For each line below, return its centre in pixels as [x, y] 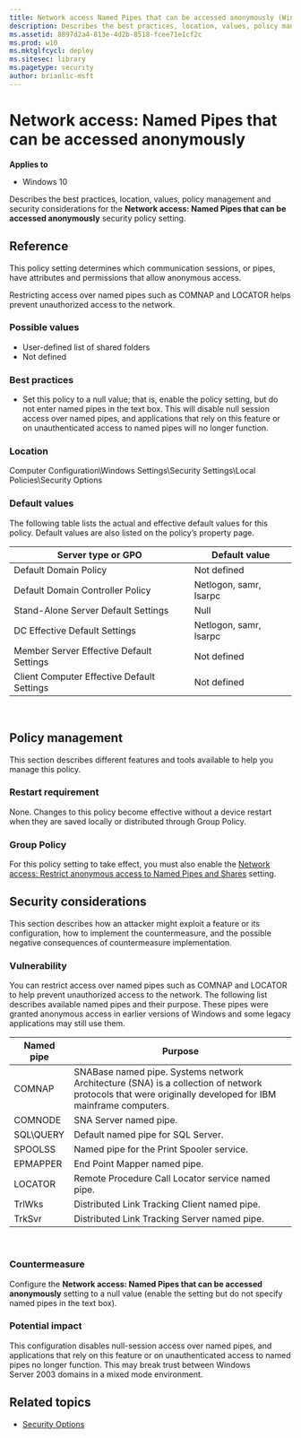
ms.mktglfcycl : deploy [52, 51]
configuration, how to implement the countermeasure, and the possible [140, 933]
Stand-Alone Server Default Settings [91, 610]
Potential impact [46, 1326]
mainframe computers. [122, 1106]
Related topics [50, 1403]
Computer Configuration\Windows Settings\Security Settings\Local [133, 471]
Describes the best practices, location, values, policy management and [140, 199]
